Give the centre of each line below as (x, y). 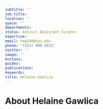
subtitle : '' (18, 9)
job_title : (16, 14)
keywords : (15, 73)
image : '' (15, 54)
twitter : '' (17, 50)
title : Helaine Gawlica (29, 77)
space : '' (15, 23)
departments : (18, 28)
